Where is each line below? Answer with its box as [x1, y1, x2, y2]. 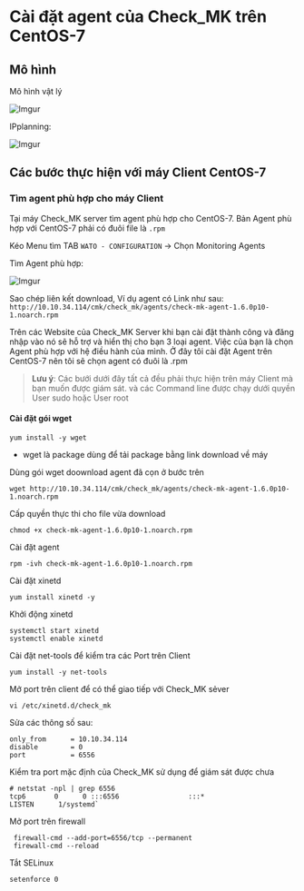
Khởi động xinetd [9, 609, 74, 619]
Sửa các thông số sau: [9, 717, 93, 728]
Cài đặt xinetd [9, 575, 62, 586]
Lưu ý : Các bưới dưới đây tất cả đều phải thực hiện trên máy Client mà [31, 372, 293, 383]
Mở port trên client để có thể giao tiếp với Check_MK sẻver [9, 683, 230, 694]
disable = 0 [9, 742, 83, 751]
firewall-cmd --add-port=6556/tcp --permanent [13, 833, 193, 842]
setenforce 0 [9, 875, 59, 884]
